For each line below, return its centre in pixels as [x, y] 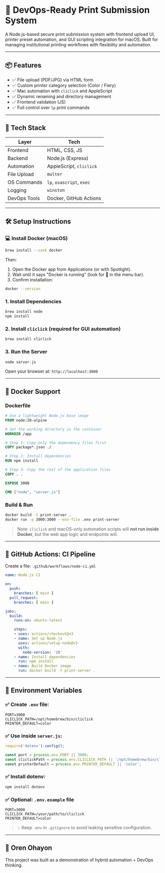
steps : [21, 629]
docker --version [23, 289]
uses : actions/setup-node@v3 [48, 643]
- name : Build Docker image [42, 666]
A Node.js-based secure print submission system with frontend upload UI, [80, 34]
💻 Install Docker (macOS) [36, 238]
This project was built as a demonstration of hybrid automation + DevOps [79, 860]
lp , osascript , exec [69, 182]
